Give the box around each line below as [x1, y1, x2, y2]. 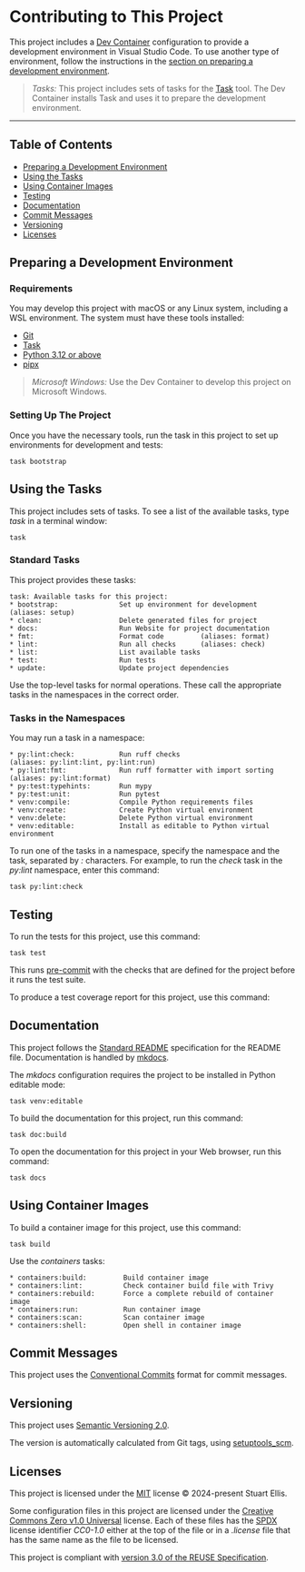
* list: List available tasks [9, 648, 202, 657]
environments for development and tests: [9, 439, 163, 450]
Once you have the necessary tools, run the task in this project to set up [9, 430, 279, 440]
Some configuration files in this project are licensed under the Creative [9, 1506, 274, 1517]
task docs [9, 1173, 47, 1182]
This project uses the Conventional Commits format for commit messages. [9, 1369, 288, 1380]
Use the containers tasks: [9, 1255, 105, 1266]
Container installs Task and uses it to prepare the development [31, 93, 266, 104]
